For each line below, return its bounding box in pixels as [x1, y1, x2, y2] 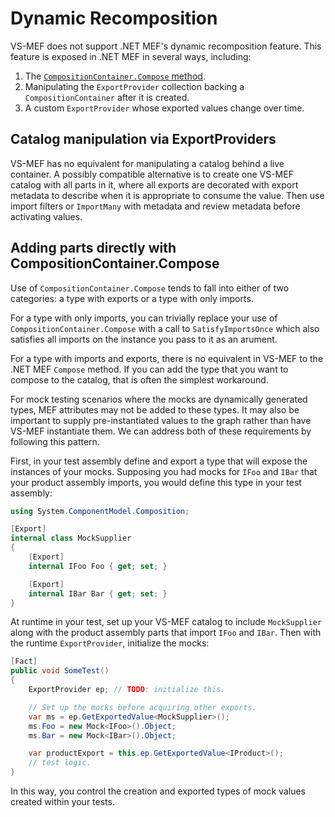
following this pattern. [10, 435, 100, 447]
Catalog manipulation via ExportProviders [10, 131, 277, 148]
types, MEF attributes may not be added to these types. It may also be [10, 403, 300, 416]
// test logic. [28, 758, 92, 768]
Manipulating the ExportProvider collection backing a [24, 80, 245, 92]
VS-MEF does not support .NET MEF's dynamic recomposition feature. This [10, 40, 322, 52]
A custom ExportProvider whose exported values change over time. [24, 102, 305, 114]
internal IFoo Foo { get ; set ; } [28, 561, 168, 571]
